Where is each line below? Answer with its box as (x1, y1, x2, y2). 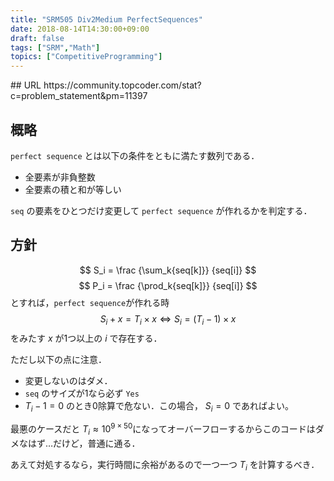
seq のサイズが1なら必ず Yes (24, 387, 140, 399)
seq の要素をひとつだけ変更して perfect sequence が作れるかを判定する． (10, 204, 313, 216)
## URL (10, 79, 42, 91)
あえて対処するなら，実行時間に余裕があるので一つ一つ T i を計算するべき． (10, 458, 320, 473)
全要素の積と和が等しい (24, 183, 122, 195)
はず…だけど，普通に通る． (27, 437, 141, 449)
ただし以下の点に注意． (10, 353, 107, 365)
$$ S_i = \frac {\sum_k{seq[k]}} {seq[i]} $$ (79, 264, 257, 276)
